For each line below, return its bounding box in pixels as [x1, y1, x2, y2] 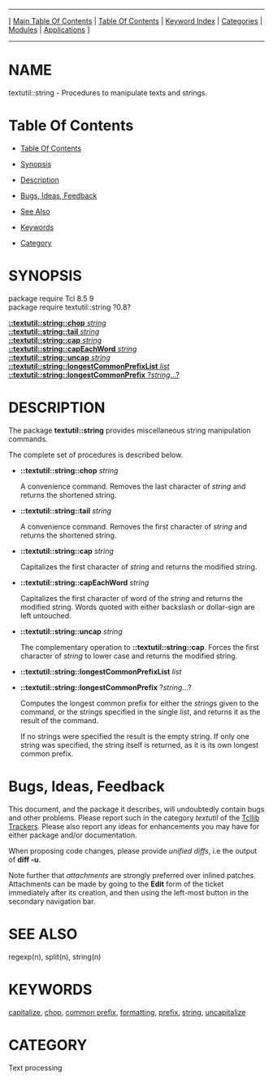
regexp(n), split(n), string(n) [8, 951, 102, 961]
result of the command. [19, 715, 99, 725]
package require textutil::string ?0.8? [8, 302, 132, 312]
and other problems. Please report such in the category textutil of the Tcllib [8, 812, 260, 823]
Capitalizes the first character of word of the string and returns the [19, 593, 244, 603]
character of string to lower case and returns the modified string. [19, 651, 238, 661]
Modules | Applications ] [8, 25, 91, 34]
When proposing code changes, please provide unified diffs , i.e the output [8, 846, 258, 855]
